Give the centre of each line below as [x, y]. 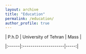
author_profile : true [27, 23]
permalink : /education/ [30, 18]
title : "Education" [25, 14]
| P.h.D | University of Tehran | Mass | [43, 37]
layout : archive [22, 9]
